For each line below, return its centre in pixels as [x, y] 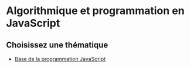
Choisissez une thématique [57, 45]
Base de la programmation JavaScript [60, 59]
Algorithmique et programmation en [95, 11]
